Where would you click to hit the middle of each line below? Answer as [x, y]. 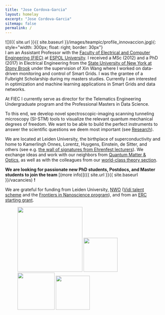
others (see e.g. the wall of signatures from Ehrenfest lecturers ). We [74, 150]
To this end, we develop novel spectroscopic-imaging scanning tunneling [80, 114]
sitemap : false [21, 23]
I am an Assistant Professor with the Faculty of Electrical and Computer [78, 53]
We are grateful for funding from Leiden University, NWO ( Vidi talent [75, 190]
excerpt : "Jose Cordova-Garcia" [38, 19]
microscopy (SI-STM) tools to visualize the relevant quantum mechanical [79, 119]
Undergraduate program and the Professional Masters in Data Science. [77, 104]
